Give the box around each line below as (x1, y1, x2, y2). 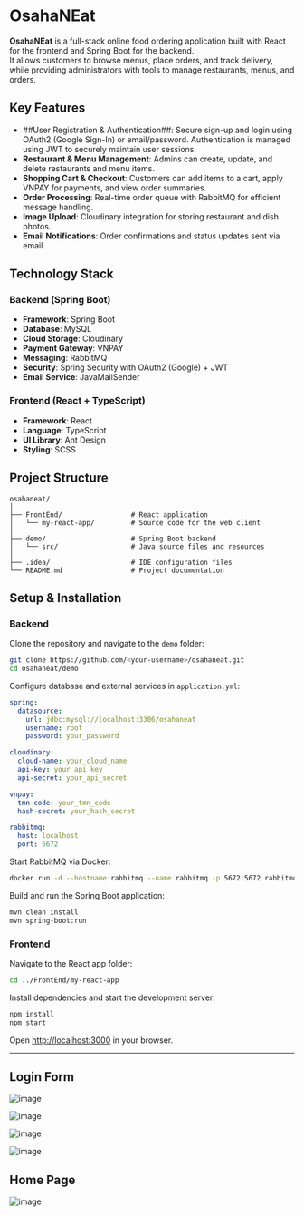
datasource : (17, 706, 63, 715)
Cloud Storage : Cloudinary (22, 333, 124, 345)
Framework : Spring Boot (22, 314, 116, 325)
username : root (25, 723, 83, 733)
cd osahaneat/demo (9, 664, 79, 674)
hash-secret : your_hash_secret (17, 806, 136, 816)
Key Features (9, 101, 86, 116)
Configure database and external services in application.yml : (9, 680, 241, 691)
